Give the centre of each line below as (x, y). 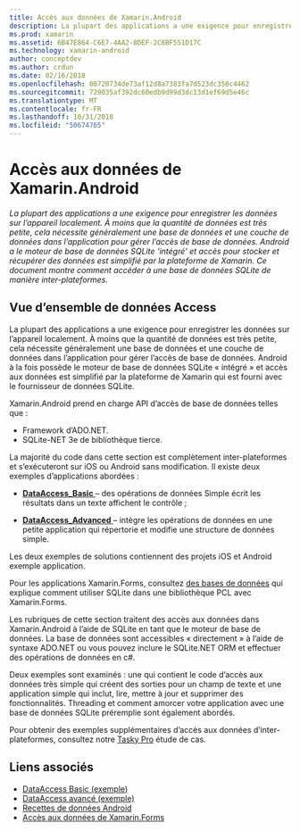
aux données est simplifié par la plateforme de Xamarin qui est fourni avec (146, 377)
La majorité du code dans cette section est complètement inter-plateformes (148, 457)
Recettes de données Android (77, 808)
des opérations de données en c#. (72, 657)
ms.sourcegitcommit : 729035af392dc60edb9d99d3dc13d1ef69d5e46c (129, 92)
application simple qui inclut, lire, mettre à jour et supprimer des (126, 694)
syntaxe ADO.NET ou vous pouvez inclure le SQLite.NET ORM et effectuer (145, 647)
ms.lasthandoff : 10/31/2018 (62, 117)
